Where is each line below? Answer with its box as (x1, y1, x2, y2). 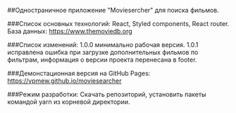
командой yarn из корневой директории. (7, 98, 130, 106)
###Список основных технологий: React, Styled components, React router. (7, 20, 230, 27)
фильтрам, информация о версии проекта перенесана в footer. (7, 55, 197, 64)
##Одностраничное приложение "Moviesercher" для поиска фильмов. (7, 6, 220, 14)
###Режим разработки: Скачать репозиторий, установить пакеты (7, 91, 206, 98)
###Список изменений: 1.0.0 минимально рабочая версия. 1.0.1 (7, 41, 199, 48)
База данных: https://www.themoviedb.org (7, 27, 132, 35)
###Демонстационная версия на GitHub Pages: (7, 69, 151, 77)
